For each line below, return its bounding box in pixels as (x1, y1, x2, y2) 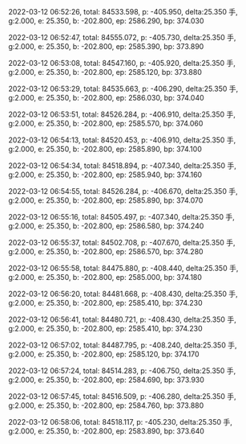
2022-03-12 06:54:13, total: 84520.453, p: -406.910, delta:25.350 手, (8, 135, 236, 145)
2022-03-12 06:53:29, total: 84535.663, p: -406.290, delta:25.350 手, (8, 84, 239, 93)
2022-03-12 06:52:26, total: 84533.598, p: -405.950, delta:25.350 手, (8, 7, 238, 16)
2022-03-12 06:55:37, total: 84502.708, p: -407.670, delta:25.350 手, (8, 238, 236, 247)
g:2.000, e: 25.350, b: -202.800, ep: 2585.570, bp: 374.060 (8, 119, 204, 128)
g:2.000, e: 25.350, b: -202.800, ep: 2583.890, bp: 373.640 (8, 426, 204, 436)
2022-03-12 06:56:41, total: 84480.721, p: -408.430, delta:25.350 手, (8, 314, 236, 324)
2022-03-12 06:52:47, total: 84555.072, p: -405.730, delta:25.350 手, (8, 33, 236, 42)
